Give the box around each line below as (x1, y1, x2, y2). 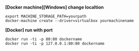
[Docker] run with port (5, 27, 53, 33)
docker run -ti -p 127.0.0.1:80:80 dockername (5, 41, 105, 46)
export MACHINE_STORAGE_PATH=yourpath (5, 14, 87, 19)
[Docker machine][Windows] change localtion (5, 4, 104, 10)
